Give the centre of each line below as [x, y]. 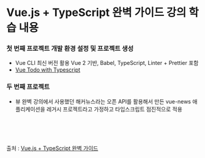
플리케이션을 [30, 109]
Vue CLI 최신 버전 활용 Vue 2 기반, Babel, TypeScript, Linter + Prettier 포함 [107, 63]
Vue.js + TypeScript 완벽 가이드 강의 [96, 13]
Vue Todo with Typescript [48, 70]
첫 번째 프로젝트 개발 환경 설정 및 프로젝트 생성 [70, 48]
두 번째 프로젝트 [28, 87]
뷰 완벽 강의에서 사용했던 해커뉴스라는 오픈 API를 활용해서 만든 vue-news [103, 101]
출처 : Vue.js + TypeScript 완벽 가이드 [52, 148]
